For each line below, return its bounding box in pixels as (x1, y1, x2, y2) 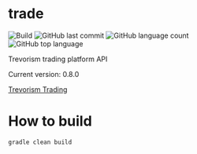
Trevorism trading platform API (8, 54, 108, 64)
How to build (8, 112, 92, 130)
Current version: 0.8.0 (8, 69, 80, 79)
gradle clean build (8, 138, 72, 146)
